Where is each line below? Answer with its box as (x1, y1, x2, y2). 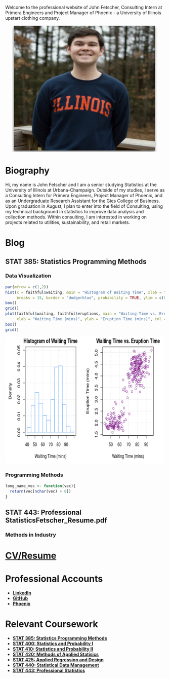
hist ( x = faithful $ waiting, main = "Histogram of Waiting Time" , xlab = (5, 290, 162, 295)
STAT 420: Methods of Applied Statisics (12, 651, 99, 657)
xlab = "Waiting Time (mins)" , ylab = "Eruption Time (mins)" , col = (16, 317, 166, 322)
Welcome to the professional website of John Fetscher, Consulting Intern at (5, 5, 162, 10)
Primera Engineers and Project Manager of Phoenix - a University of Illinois (5, 10, 161, 16)
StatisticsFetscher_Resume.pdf (5, 516, 107, 524)
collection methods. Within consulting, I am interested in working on (5, 214, 147, 220)
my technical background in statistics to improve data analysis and (5, 208, 144, 214)
